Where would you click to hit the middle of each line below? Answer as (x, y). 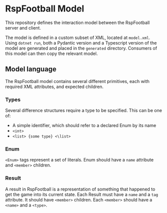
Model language (31, 69)
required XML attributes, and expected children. (54, 86)
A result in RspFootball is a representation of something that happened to (80, 189)
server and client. (23, 27)
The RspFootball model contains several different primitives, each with (77, 81)
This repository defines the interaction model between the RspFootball (78, 22)
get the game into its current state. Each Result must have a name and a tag (82, 194)
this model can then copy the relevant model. (52, 53)
